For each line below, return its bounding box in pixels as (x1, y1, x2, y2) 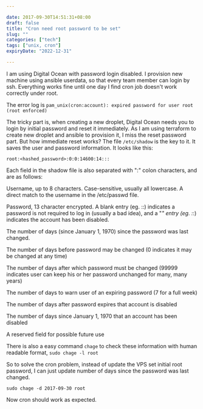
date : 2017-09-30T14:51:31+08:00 (6, 14, 91, 20)
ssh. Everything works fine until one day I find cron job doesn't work (6, 83, 177, 90)
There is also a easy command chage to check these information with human (6, 342, 198, 349)
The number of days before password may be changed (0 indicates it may (6, 246, 192, 253)
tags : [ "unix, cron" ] (6, 43, 61, 49)
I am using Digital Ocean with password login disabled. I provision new (6, 70, 183, 77)
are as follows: (6, 173, 43, 180)
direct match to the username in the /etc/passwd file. (6, 191, 139, 198)
